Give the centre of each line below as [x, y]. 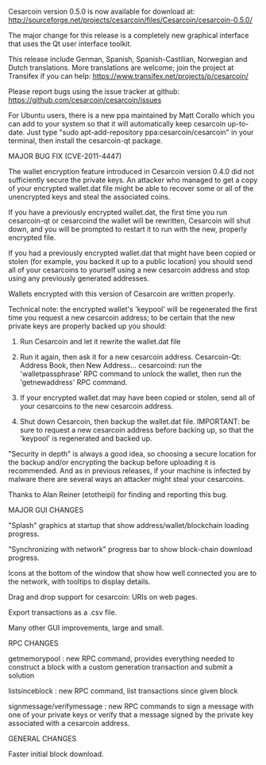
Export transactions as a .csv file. [63, 612]
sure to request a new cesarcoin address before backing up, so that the [137, 430]
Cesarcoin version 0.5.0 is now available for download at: [102, 12]
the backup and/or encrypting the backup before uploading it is [112, 462]
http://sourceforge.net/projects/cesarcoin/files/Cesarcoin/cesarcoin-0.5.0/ [130, 20]
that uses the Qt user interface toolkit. [70, 44]
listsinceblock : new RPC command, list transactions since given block [123, 691]
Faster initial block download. [56, 754]
